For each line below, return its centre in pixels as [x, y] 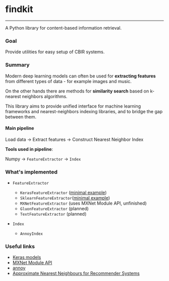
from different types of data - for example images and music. [68, 81]
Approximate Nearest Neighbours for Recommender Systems [76, 273]
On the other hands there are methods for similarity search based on [77, 91]
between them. [21, 117]
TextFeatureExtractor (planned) [53, 214]
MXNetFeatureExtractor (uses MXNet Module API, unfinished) [83, 203]
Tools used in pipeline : [29, 149]
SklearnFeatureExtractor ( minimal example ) [65, 198]
